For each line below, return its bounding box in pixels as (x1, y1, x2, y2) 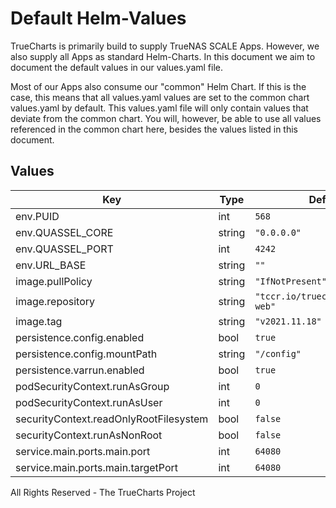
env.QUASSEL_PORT (15, 242, 114, 256)
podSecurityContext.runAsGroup (15, 379, 170, 393)
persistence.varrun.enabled (15, 363, 145, 377)
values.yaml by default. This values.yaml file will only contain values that (10, 102, 309, 114)
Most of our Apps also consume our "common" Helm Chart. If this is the (10, 80, 307, 92)
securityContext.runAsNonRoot (15, 428, 163, 442)
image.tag (15, 314, 63, 328)
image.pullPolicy (15, 274, 93, 288)
